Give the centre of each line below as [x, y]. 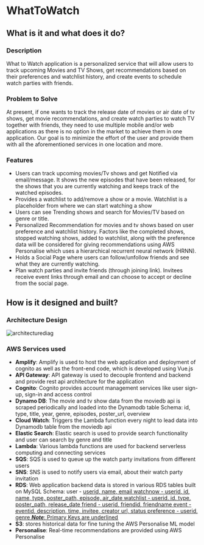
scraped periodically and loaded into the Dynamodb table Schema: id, [103, 407]
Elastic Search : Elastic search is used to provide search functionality [101, 434]
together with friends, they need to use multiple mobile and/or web [90, 125]
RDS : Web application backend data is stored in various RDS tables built [105, 485]
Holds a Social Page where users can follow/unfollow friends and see [102, 258]
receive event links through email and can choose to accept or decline [103, 277]
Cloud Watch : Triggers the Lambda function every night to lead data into [106, 420]
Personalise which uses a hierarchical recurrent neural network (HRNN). [106, 251]
